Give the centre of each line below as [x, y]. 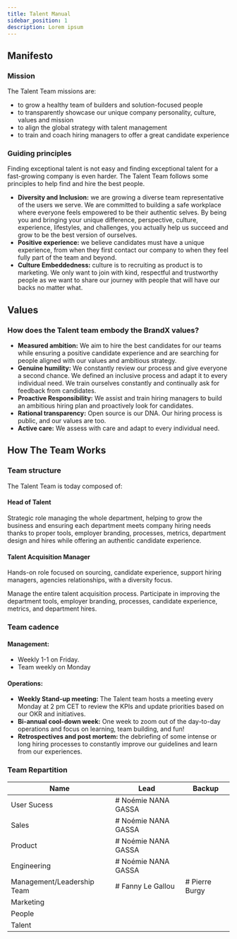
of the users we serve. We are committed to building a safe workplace [119, 205]
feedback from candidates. [57, 391]
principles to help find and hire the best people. [76, 184]
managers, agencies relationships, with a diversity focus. [90, 580]
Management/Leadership [53, 882]
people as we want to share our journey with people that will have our [119, 280]
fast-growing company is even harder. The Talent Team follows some [108, 176]
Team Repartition [38, 770]
